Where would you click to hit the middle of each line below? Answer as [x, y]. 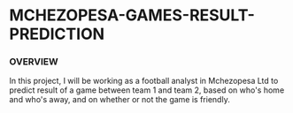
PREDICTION [57, 34]
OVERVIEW [34, 62]
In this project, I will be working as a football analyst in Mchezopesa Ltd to [144, 81]
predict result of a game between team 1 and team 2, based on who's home [147, 90]
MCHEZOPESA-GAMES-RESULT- [132, 15]
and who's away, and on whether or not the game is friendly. [120, 100]
